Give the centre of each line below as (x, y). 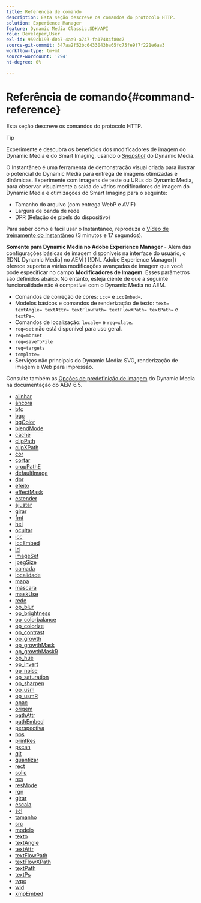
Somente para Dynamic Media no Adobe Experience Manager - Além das (99, 247)
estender (26, 499)
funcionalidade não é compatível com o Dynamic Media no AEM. (86, 285)
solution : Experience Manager (44, 23)
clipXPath (27, 448)
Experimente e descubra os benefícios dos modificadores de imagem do (96, 149)
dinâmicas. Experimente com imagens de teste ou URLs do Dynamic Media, (100, 180)
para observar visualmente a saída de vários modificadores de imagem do (98, 187)
